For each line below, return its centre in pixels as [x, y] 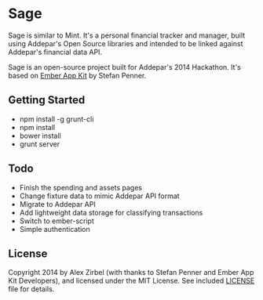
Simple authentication [55, 229]
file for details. [31, 289]
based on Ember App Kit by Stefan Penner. [77, 75]
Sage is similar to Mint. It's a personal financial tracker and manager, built [127, 35]
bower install [40, 136]
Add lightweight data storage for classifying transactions [111, 212]
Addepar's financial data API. [55, 52]
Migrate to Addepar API [57, 204]
